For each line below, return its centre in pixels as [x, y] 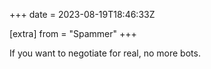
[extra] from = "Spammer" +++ [73, 33]
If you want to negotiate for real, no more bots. [105, 53]
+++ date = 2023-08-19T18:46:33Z [82, 14]
